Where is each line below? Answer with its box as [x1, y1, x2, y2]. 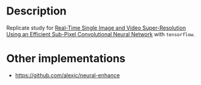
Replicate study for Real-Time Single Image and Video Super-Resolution [6, 24, 186, 31]
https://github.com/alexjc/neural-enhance [15, 71, 120, 79]
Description [6, 4, 67, 18]
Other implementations [6, 52, 126, 66]
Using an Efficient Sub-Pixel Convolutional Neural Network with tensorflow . [6, 30, 196, 37]
